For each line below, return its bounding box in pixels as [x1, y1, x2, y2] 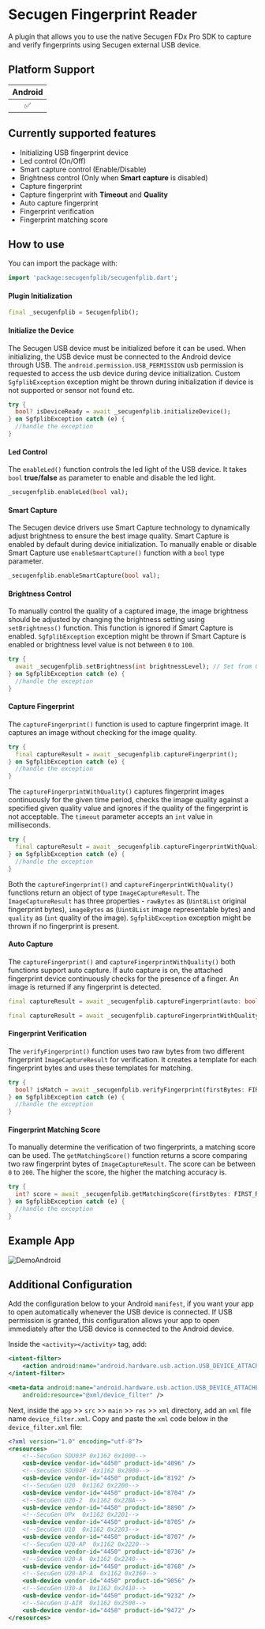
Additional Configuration [8, 1278, 132, 1292]
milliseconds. [8, 820, 51, 830]
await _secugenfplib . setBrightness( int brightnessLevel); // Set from [15, 662, 252, 671]
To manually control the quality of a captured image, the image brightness [8, 606, 248, 616]
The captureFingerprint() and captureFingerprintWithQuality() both [8, 956, 236, 966]
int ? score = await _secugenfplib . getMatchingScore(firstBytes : [15, 1190, 231, 1198]
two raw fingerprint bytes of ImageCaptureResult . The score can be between [8, 1160, 256, 1169]
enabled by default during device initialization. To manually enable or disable [8, 540, 257, 549]
